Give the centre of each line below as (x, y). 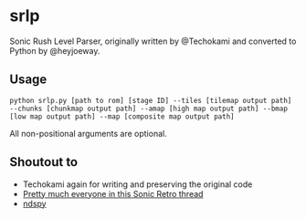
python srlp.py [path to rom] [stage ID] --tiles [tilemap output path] (151, 100)
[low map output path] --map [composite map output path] (122, 116)
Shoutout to (44, 162)
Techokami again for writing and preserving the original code (137, 184)
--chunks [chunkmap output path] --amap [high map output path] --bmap (148, 109)
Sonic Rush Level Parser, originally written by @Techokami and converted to (153, 41)
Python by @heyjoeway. (55, 50)
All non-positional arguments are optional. (88, 133)
